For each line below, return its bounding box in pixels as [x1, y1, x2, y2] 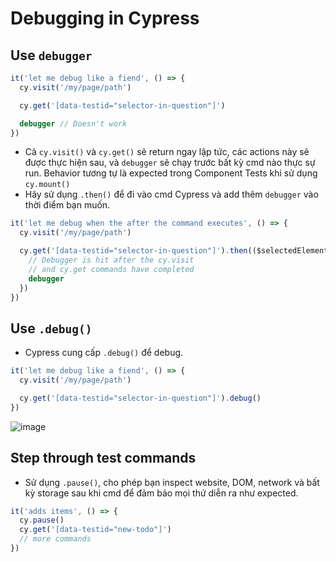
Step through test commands [10, 450, 197, 467]
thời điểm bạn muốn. [24, 199, 111, 211]
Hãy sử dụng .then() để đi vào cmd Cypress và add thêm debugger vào [24, 188, 319, 201]
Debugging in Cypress [10, 7, 200, 30]
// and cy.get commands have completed [28, 264, 195, 274]
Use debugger [10, 47, 93, 64]
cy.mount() [24, 180, 71, 190]
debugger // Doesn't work [19, 118, 128, 129]
